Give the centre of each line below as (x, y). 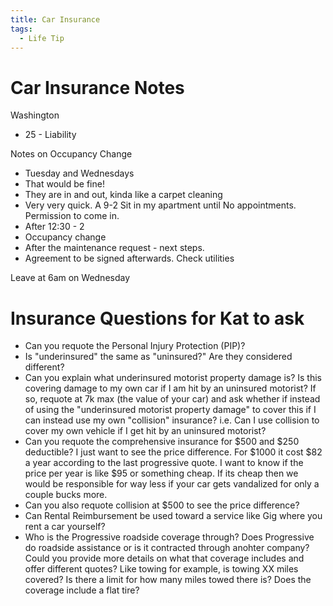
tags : (21, 29)
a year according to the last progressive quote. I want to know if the (164, 463)
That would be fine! (64, 184)
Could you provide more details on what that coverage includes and (164, 558)
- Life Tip (42, 38)
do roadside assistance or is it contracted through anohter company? (167, 548)
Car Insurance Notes (97, 87)
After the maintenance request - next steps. (114, 248)
